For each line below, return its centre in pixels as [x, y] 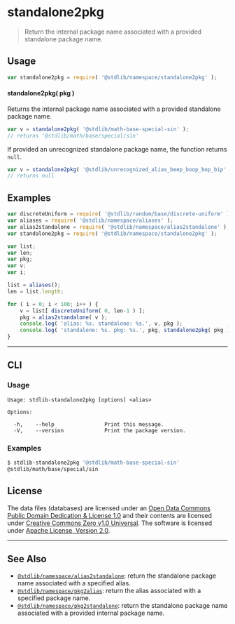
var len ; [20, 253]
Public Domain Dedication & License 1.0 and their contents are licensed [109, 515]
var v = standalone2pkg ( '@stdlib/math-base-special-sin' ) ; [98, 129]
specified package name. [54, 598]
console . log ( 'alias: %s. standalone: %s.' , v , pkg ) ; [101, 324]
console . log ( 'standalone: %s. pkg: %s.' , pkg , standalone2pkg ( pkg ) [125, 331]
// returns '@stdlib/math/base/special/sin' [73, 135]
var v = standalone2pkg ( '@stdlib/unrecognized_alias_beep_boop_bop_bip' [117, 169]
